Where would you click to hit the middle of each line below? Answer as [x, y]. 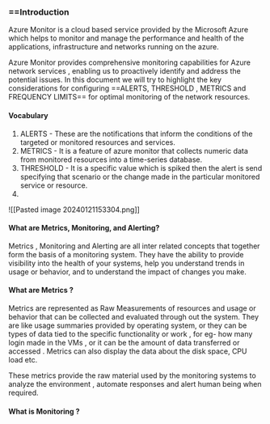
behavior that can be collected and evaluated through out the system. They [134, 316]
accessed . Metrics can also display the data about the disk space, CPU [128, 351]
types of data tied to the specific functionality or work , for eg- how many [131, 333]
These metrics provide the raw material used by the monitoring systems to [132, 375]
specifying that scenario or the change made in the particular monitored [140, 176]
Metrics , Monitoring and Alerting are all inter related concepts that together [134, 246]
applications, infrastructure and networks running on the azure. [114, 47]
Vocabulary [28, 115]
